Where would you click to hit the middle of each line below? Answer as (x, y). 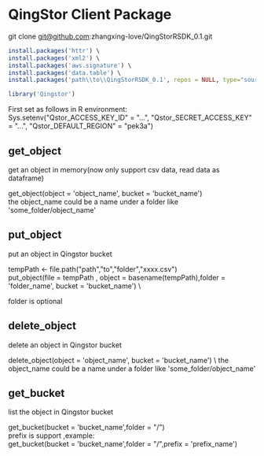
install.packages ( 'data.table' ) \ (65, 72)
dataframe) (26, 178)
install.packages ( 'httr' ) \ (54, 50)
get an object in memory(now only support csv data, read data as (114, 170)
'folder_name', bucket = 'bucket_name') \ (75, 286)
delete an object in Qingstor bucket (65, 345)
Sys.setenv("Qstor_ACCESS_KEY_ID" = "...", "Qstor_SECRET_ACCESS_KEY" (130, 118)
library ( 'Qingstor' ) (42, 95)
